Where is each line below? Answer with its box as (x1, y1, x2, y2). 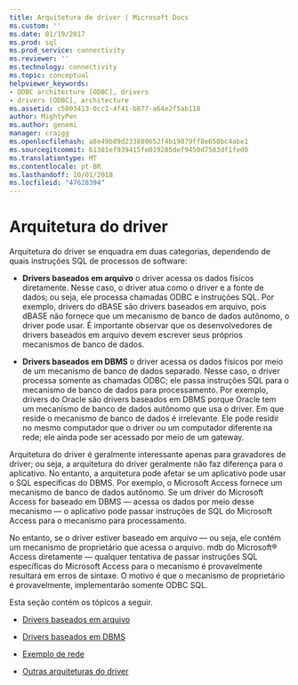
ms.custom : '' (9, 21, 62, 30)
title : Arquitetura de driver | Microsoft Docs (9, 12, 189, 22)
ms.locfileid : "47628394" (9, 179, 105, 188)
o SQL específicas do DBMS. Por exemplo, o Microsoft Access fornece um (9, 478, 283, 488)
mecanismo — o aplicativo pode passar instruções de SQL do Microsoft (9, 506, 273, 517)
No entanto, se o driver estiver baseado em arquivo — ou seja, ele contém (9, 533, 282, 544)
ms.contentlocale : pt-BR (9, 162, 101, 171)
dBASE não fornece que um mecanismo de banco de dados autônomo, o (21, 310, 290, 321)
